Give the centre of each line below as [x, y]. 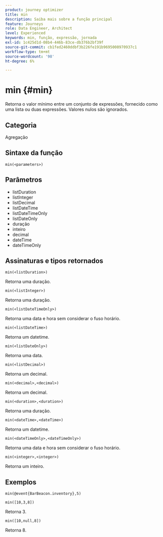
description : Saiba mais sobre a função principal [59, 19]
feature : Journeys [24, 24]
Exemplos [21, 482]
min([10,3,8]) [20, 502]
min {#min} [29, 90]
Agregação [17, 137]
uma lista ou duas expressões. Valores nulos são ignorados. [67, 109]
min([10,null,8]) [23, 521]
